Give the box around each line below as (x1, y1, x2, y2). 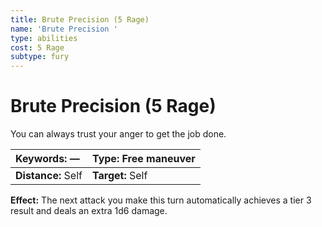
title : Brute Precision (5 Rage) (10, 14, 150, 25)
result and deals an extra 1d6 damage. (10, 205, 168, 217)
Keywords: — (15, 152, 80, 166)
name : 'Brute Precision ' (10, 24, 118, 34)
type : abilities (10, 33, 78, 43)
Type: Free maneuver (91, 152, 196, 166)
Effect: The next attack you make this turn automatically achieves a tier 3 (10, 194, 312, 206)
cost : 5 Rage (10, 42, 65, 53)
